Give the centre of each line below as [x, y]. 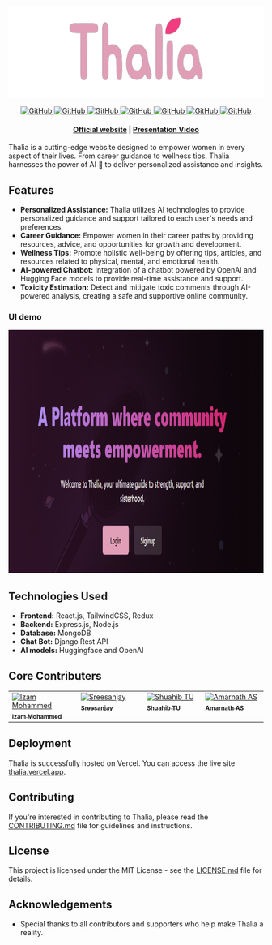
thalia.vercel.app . [37, 771]
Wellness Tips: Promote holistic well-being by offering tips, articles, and [141, 253]
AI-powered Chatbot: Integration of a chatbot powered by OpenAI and [138, 270]
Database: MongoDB [55, 633]
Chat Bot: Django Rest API [64, 642]
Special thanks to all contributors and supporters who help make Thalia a [142, 924]
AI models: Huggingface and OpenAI [82, 651]
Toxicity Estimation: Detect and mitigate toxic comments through [130, 287]
